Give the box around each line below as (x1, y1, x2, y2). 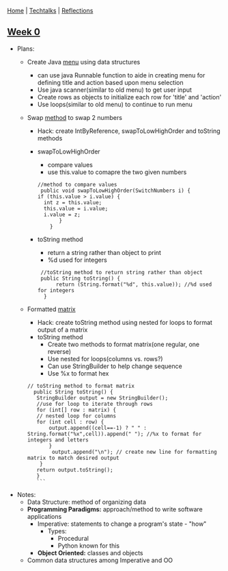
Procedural (57, 534, 89, 542)
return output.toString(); (36, 466, 114, 473)
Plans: (16, 45, 35, 53)
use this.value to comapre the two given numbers (47, 168, 187, 176)
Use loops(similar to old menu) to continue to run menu (37, 100, 193, 108)
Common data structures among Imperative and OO (27, 556, 173, 564)
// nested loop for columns (36, 412, 117, 420)
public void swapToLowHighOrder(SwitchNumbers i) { (40, 187, 191, 194)
